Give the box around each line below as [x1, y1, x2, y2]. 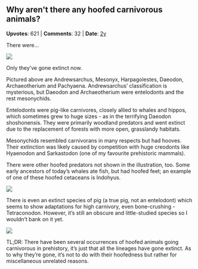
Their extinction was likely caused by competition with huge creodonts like [6, 143, 190, 150]
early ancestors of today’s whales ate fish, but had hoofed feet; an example [6, 167, 191, 175]
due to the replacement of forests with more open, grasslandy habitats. [6, 125, 181, 132]
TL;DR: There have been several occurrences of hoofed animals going [6, 238, 179, 245]
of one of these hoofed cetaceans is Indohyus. [6, 174, 121, 181]
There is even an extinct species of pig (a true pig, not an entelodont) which [6, 196, 193, 203]
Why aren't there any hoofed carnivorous [6, 5, 163, 15]
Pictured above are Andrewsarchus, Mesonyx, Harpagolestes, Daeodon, [6, 76, 184, 83]
